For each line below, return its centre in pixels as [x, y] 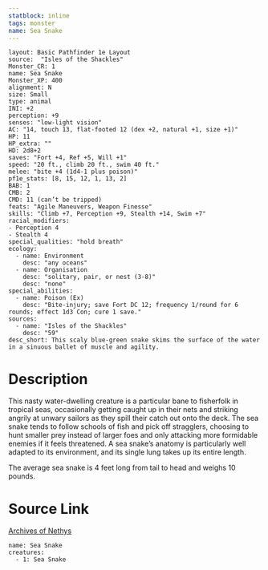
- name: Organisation [52, 270]
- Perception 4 [34, 228]
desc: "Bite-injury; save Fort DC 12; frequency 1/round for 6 [131, 305]
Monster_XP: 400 [35, 81]
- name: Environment [50, 256]
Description [48, 379]
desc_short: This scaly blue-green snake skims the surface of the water [134, 340]
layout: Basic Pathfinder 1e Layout [69, 53]
